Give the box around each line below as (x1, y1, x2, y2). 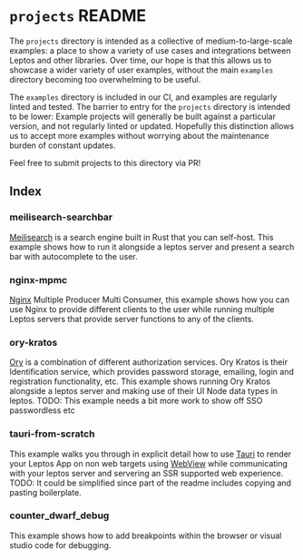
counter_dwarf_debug (9, 509, 110, 522)
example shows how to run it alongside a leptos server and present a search (9, 241, 295, 252)
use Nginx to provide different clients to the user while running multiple (9, 303, 275, 314)
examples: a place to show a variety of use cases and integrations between (9, 44, 291, 55)
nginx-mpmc (9, 273, 68, 286)
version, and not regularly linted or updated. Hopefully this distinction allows (9, 120, 295, 132)
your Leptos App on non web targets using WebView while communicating (9, 457, 288, 468)
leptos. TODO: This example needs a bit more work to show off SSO (9, 396, 263, 407)
